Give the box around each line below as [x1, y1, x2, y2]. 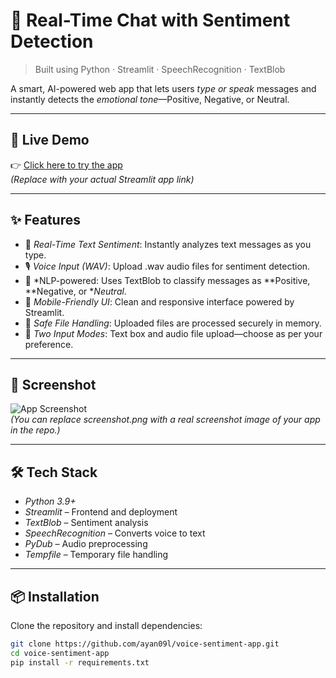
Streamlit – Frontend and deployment [24, 506, 178, 518]
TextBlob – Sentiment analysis [24, 517, 149, 529]
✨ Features [10, 212, 81, 229]
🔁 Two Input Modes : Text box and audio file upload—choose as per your [24, 327, 323, 339]
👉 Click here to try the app [10, 159, 123, 171]
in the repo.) [10, 424, 61, 436]
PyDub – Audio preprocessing [24, 538, 148, 550]
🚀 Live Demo [10, 132, 90, 149]
